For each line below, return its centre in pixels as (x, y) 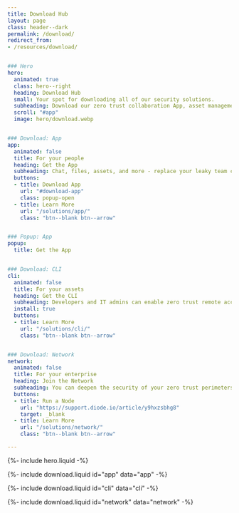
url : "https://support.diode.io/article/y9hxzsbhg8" (100, 408)
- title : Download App (47, 185)
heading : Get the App (46, 165)
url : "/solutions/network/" (62, 427)
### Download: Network (41, 354)
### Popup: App (30, 237)
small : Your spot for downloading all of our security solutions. (114, 99)
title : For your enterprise (55, 375)
